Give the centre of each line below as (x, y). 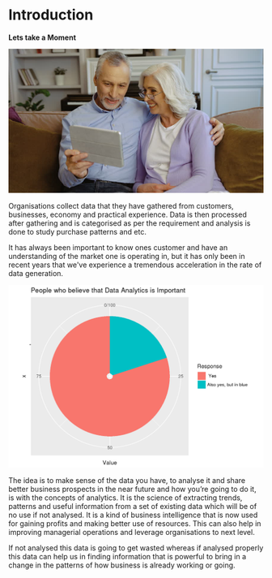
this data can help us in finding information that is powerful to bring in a (127, 556)
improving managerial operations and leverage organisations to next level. (132, 532)
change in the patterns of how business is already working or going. (122, 565)
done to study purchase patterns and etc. (78, 231)
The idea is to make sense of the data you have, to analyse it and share (127, 480)
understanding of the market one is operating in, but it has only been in (127, 256)
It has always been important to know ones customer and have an (118, 247)
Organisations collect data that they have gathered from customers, (121, 205)
